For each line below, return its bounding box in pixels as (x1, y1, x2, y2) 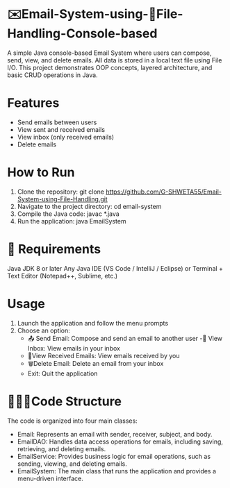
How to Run (7, 165, 75, 180)
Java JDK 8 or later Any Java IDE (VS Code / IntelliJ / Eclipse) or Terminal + (7, 264, 224, 272)
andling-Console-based (7, 26, 158, 42)
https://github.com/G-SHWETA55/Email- (105, 187, 222, 196)
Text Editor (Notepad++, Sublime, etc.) (7, 271, 118, 280)
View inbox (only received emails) (17, 133, 115, 141)
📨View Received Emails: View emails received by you (27, 351, 180, 360)
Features (7, 95, 60, 111)
